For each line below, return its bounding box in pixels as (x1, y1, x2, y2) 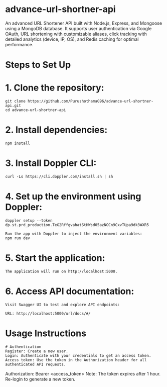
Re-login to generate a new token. (5, 376, 76, 382)
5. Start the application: (5, 252, 105, 264)
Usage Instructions (5, 328, 87, 339)
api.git (5, 103, 22, 109)
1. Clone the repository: (5, 82, 104, 93)
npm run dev (5, 235, 30, 241)
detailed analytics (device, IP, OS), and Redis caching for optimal (5, 36, 139, 42)
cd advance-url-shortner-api (5, 108, 66, 113)
